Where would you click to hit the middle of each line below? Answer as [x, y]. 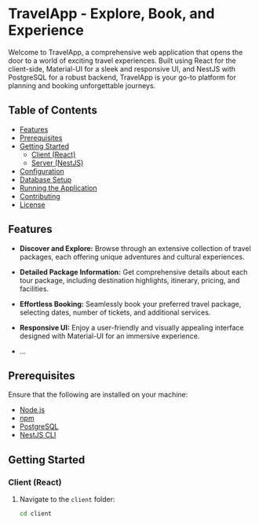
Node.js [32, 410]
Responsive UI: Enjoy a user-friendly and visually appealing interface [131, 327]
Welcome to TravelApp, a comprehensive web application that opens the [126, 52]
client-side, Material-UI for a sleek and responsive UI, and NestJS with [122, 68]
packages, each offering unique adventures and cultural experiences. [132, 256]
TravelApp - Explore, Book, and [111, 14]
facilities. [34, 289]
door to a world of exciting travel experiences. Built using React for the [122, 61]
